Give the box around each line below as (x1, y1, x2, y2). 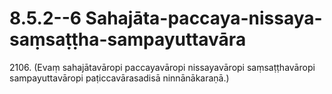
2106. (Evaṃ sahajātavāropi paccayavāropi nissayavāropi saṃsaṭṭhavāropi (9, 61, 316, 73)
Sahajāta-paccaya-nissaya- (85, 7, 323, 30)
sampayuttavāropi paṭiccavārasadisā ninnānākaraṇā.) (9, 72, 230, 84)
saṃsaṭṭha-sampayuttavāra (9, 28, 247, 51)
